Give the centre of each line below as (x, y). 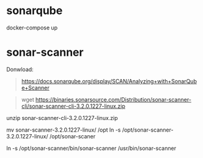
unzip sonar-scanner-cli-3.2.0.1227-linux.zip (62, 118)
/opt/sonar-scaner (72, 136)
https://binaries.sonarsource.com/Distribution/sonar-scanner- (113, 99)
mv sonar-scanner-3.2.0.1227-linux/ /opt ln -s (64, 130)
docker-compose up (32, 28)
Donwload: (20, 69)
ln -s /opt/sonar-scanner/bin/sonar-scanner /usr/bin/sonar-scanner (91, 148)
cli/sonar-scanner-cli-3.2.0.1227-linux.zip (73, 106)
